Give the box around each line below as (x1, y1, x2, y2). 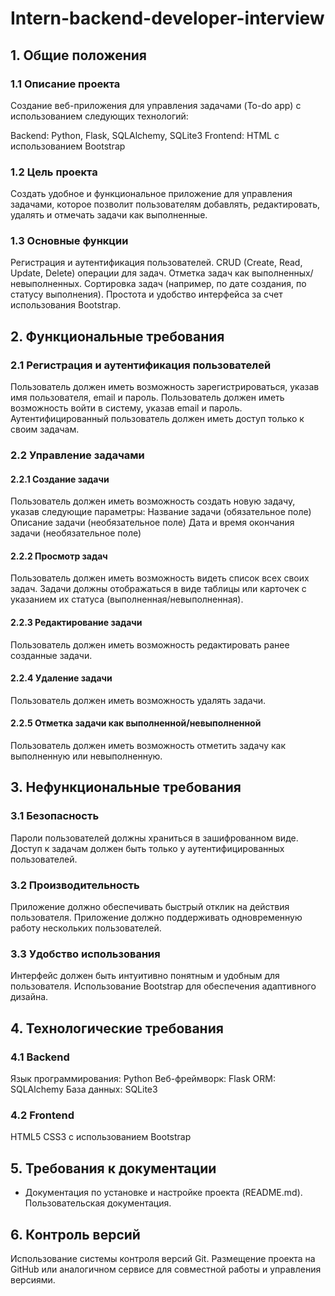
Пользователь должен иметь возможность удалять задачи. (10, 694, 267, 706)
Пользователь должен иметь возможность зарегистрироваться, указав (10, 381, 320, 393)
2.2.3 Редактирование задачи (10, 617, 143, 629)
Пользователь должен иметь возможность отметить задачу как (10, 740, 287, 752)
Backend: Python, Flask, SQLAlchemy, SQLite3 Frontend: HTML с (10, 129, 280, 141)
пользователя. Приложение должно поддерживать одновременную (10, 912, 303, 924)
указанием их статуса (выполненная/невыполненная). (10, 593, 244, 606)
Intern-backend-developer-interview (10, 7, 325, 30)
